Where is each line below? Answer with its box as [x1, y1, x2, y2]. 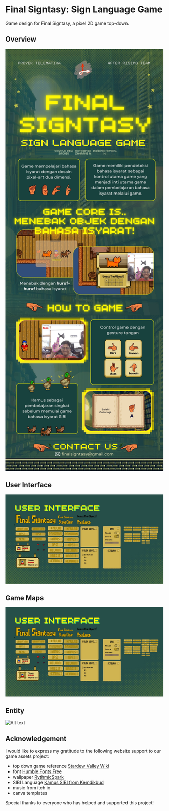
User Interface [5, 481, 52, 489]
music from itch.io [12, 784, 51, 791]
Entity [5, 706, 25, 715]
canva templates [12, 790, 48, 796]
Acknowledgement [5, 735, 67, 743]
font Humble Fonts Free [12, 768, 62, 775]
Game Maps [5, 594, 44, 602]
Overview [5, 35, 37, 44]
